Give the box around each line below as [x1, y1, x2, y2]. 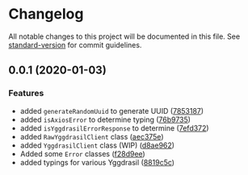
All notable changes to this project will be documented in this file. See [8, 31, 241, 41]
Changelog [8, 5, 84, 23]
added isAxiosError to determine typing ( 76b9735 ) [19, 115, 191, 124]
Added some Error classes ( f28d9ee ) [19, 148, 145, 158]
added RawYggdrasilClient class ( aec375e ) [19, 131, 164, 141]
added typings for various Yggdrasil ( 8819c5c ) [19, 157, 175, 167]
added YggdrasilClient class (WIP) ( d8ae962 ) [19, 140, 175, 150]
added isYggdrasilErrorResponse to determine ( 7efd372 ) [19, 123, 209, 133]
